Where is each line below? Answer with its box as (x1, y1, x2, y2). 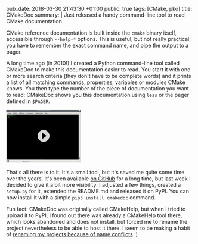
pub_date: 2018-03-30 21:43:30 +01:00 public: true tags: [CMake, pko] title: (6, 5, 193, 12)
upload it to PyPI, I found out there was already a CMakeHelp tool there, (6, 212, 182, 219)
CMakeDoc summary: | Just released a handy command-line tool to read (6, 11, 185, 18)
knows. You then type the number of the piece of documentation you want (6, 85, 189, 92)
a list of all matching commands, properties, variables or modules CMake (6, 79, 186, 86)
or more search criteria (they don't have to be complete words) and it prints (6, 73, 191, 79)
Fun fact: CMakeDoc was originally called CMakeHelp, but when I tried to (6, 205, 186, 212)
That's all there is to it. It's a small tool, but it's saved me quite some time (6, 169, 185, 176)
